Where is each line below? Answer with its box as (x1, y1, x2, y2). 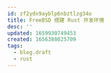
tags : (7, 42, 23, 49)
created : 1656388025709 (7, 36, 77, 43)
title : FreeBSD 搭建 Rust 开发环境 (7, 17, 105, 24)
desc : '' (7, 23, 33, 30)
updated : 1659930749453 (7, 29, 77, 37)
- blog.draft (13, 49, 52, 56)
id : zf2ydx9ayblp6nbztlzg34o (7, 10, 92, 17)
